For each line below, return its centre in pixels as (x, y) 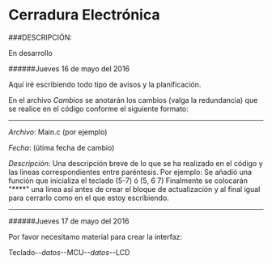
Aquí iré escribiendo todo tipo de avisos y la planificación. (105, 84)
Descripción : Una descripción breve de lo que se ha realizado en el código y (136, 163)
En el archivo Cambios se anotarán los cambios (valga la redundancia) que (133, 100)
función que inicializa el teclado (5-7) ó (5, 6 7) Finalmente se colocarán (128, 181)
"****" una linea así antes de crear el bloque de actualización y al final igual (134, 189)
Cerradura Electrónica (84, 15)
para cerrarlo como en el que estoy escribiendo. (89, 198)
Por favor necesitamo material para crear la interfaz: (96, 236)
